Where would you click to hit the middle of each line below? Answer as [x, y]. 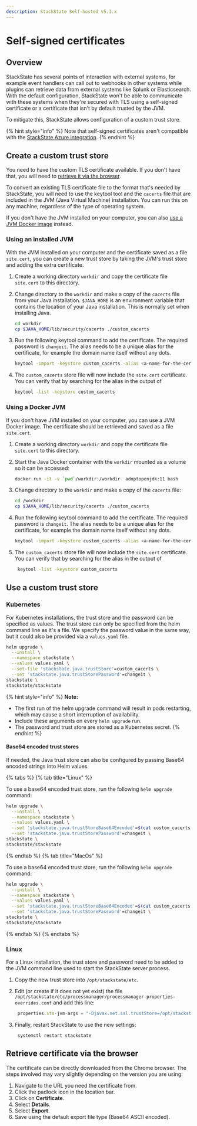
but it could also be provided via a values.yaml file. [68, 636]
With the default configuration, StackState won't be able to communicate [94, 96]
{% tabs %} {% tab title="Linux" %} [49, 777]
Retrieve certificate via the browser [72, 1054]
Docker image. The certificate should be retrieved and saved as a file [90, 426]
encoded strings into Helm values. [48, 766]
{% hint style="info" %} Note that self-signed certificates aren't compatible [97, 131]
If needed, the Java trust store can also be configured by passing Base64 [95, 760]
